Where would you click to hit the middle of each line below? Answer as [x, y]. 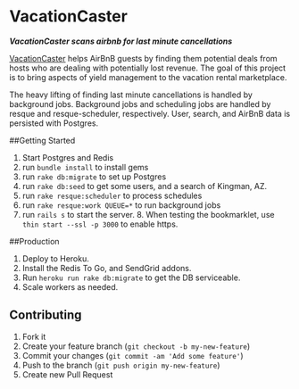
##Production [34, 241]
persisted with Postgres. [54, 123]
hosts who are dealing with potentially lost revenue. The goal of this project [148, 68]
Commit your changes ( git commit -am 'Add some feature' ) [133, 355]
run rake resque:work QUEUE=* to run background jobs [121, 205]
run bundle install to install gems [85, 167]
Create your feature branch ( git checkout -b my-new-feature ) [136, 346]
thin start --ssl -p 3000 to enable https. [100, 224]
